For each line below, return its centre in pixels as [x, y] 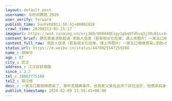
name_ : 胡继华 [19, 53]
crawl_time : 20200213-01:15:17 [39, 29]
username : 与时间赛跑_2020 [32, 15]
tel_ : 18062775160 [25, 77]
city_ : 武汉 [17, 62]
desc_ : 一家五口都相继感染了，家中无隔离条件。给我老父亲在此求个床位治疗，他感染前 [84, 86]
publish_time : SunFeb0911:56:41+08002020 [50, 24]
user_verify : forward [28, 19]
